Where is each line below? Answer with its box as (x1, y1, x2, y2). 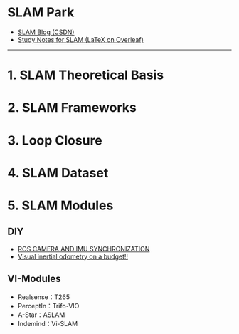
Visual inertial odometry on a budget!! (17, 252, 129, 261)
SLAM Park (7, 4, 75, 21)
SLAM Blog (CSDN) (17, 28, 75, 36)
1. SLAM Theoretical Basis (7, 67, 164, 83)
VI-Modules (7, 273, 62, 285)
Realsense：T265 (17, 293, 70, 301)
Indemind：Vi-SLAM (17, 319, 78, 328)
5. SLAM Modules (7, 197, 114, 214)
